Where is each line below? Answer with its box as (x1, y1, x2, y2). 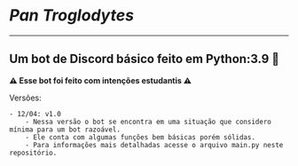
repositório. (9, 148, 58, 157)
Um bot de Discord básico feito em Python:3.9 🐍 (9, 51, 280, 67)
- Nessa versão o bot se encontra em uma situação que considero (25, 117, 272, 126)
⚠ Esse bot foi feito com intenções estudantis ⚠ (9, 75, 192, 85)
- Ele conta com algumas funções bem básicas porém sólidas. (25, 132, 255, 142)
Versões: (9, 92, 42, 103)
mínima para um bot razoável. (9, 125, 122, 134)
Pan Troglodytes (9, 5, 135, 26)
